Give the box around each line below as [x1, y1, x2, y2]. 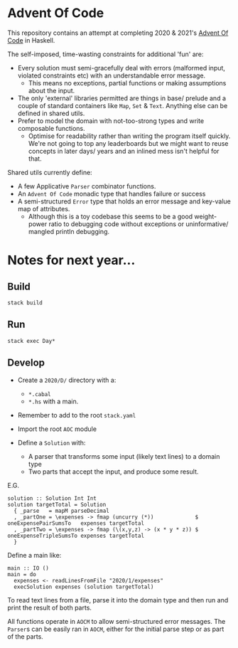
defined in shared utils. [17, 109, 85, 117]
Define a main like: [7, 551, 62, 559]
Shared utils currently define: [7, 168, 92, 176]
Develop [7, 357, 45, 369]
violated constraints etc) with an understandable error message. [17, 71, 206, 80]
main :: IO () [7, 564, 50, 572]
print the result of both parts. [7, 603, 92, 612]
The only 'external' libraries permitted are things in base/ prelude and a [17, 94, 226, 102]
